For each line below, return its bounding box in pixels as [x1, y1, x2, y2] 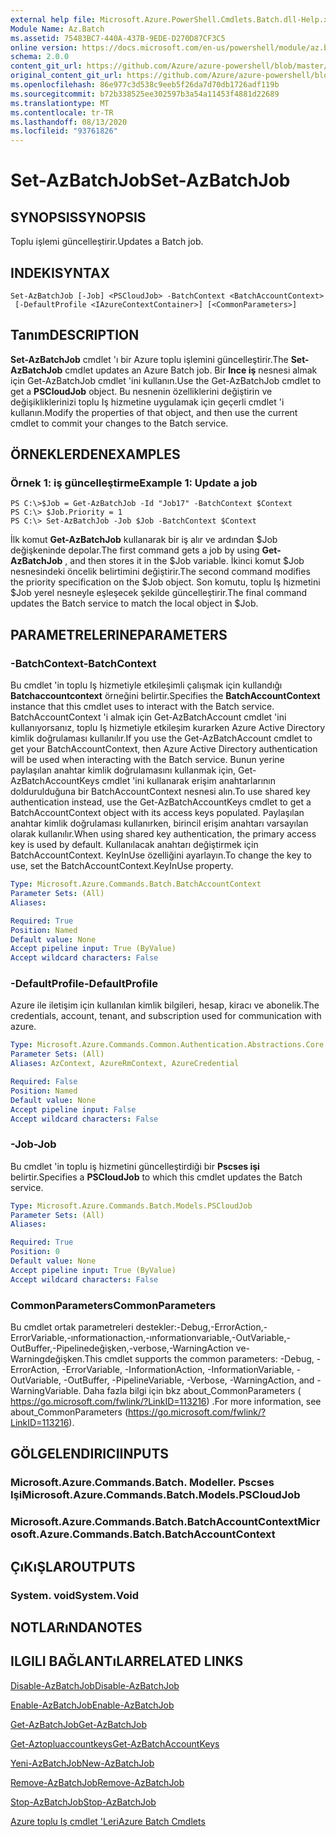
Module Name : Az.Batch [10, 24, 105, 34]
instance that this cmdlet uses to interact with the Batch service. [10, 701, 275, 713]
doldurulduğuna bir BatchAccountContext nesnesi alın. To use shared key [10, 786, 311, 798]
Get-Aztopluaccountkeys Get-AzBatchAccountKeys [10, 1737, 220, 1750]
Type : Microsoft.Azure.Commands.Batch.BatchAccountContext [10, 879, 262, 890]
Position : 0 [10, 1247, 60, 1257]
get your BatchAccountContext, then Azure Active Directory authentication [10, 743, 318, 755]
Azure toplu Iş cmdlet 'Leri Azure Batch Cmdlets [10, 1815, 206, 1827]
